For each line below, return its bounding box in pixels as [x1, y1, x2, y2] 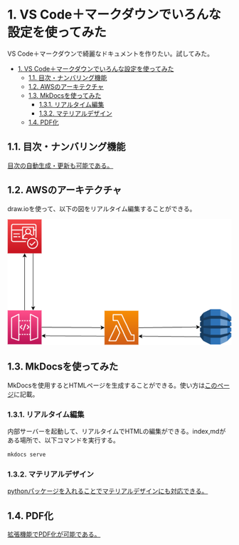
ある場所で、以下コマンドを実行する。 [7, 436, 119, 444]
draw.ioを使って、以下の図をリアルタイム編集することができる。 [7, 204, 196, 213]
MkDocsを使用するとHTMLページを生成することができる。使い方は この [7, 381, 218, 389]
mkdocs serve [7, 451, 46, 458]
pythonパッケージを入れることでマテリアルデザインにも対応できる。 [7, 487, 208, 496]
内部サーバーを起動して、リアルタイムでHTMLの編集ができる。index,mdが [7, 427, 226, 435]
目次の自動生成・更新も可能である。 [7, 161, 114, 170]
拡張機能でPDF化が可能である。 [7, 529, 101, 539]
